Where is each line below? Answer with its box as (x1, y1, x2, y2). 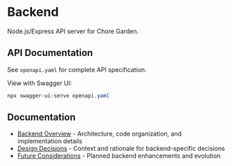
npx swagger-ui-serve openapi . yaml (7, 92, 110, 99)
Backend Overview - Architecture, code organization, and (17, 129, 182, 138)
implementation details (17, 137, 82, 145)
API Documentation (7, 47, 93, 59)
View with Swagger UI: (7, 79, 73, 87)
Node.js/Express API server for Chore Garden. (7, 27, 139, 35)
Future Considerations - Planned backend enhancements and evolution (17, 151, 221, 160)
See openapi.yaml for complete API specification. (7, 65, 147, 73)
